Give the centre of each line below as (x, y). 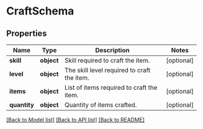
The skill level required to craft (108, 70)
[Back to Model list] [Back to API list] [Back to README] (76, 120)
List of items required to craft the (111, 87)
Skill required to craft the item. (107, 60)
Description (112, 50)
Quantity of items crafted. (101, 105)
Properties (27, 33)
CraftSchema (40, 11)
